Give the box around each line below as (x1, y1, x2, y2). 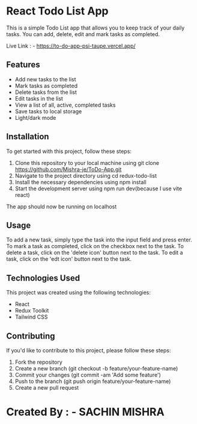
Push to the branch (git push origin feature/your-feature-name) (14, 378, 171, 385)
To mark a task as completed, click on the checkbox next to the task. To (6, 243, 184, 250)
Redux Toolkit (14, 307, 49, 314)
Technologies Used (6, 273, 80, 283)
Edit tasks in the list (14, 95, 63, 102)
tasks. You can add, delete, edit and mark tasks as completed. (6, 30, 160, 37)
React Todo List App (6, 4, 109, 18)
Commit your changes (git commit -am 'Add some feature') (14, 372, 161, 378)
